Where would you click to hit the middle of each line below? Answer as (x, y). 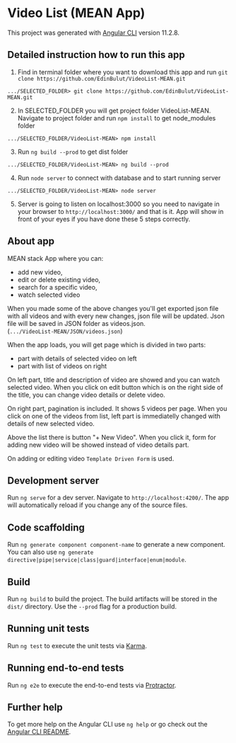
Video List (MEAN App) (76, 13)
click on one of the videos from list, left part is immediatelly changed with (114, 416)
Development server (53, 481)
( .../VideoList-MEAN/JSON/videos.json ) (65, 331)
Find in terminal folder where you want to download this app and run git (123, 72)
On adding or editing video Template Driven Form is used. (91, 458)
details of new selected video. (51, 424)
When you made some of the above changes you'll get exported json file (113, 308)
